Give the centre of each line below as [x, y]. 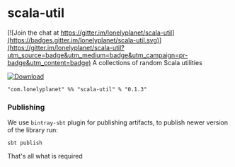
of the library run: [33, 130]
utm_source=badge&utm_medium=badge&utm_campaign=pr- [98, 55]
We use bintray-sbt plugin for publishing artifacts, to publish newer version [118, 122]
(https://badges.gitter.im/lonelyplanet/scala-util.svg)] [85, 40]
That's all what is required [45, 156]
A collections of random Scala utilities [148, 62]
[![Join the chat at [33, 33]
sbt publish [25, 143]
